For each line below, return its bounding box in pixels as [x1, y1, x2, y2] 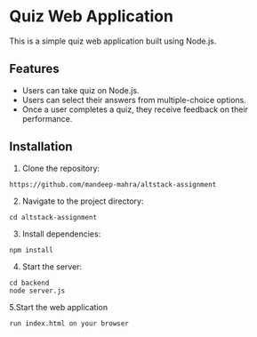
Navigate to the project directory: [21, 196, 144, 206]
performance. [21, 113, 73, 124]
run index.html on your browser [9, 318, 129, 328]
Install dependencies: [21, 229, 101, 239]
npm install [9, 245, 53, 254]
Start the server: [21, 261, 83, 272]
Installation [9, 140, 73, 155]
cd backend [9, 278, 50, 287]
